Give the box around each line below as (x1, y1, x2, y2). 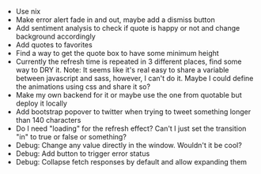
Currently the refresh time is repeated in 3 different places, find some (15, 57, 242, 66)
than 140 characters (15, 116, 81, 124)
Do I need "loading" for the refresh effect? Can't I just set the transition (15, 124, 247, 133)
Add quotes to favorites (15, 40, 93, 50)
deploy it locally (15, 98, 67, 108)
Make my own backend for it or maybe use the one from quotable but (15, 91, 243, 99)
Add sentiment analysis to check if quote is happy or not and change (15, 24, 240, 32)
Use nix (15, 7, 41, 16)
